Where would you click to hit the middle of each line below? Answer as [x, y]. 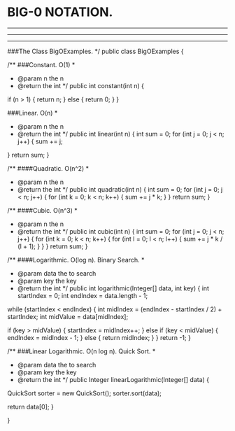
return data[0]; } [30, 407]
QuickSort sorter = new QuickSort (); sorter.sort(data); [85, 393]
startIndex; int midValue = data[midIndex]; [68, 316]
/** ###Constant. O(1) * [41, 64]
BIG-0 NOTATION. [60, 12]
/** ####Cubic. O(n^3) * [43, 210]
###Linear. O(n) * [33, 113]
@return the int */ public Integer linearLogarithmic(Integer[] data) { [113, 379]
